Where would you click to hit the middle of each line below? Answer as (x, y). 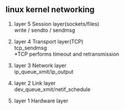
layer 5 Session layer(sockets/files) (57, 24)
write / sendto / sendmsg (45, 30)
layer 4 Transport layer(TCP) (49, 41)
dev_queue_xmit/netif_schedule (52, 89)
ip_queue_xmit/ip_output (44, 71)
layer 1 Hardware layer (41, 101)
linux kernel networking (50, 10)
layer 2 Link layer (35, 83)
